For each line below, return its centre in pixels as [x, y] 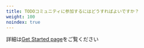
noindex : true [23, 22]
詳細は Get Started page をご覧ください [52, 39]
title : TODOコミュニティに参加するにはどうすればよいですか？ [73, 11]
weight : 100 [20, 17]
